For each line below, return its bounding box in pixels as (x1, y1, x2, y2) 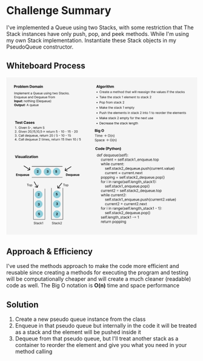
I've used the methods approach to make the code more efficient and (6, 263, 179, 270)
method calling (15, 348, 53, 356)
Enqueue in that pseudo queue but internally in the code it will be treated (15, 322, 197, 329)
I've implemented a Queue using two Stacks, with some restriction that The (6, 24, 194, 31)
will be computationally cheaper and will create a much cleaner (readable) (6, 275, 191, 283)
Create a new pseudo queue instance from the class (15, 315, 146, 323)
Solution (6, 299, 39, 310)
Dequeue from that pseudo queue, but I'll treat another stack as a (15, 335, 179, 342)
